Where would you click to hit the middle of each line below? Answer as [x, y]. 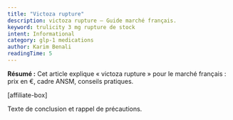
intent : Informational [41, 34]
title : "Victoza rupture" [46, 14]
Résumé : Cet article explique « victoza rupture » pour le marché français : [117, 73]
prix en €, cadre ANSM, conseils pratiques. [71, 81]
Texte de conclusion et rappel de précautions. [75, 109]
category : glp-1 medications [51, 40]
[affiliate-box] [27, 95]
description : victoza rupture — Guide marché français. [92, 21]
